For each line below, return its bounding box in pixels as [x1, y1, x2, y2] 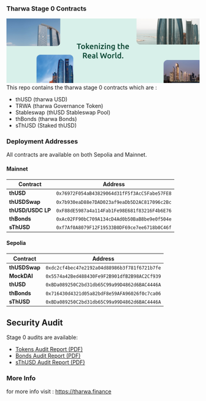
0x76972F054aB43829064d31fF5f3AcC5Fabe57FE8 [56, 190, 172, 197]
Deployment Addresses [6, 137, 78, 146]
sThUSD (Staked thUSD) [15, 122, 77, 130]
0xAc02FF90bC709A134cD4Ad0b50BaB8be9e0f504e [56, 216, 172, 222]
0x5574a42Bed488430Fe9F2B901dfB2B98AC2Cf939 [45, 273, 161, 280]
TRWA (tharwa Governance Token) [15, 103, 104, 110]
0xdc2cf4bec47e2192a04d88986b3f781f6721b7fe [45, 265, 161, 271]
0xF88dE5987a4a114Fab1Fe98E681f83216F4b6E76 [56, 208, 172, 214]
